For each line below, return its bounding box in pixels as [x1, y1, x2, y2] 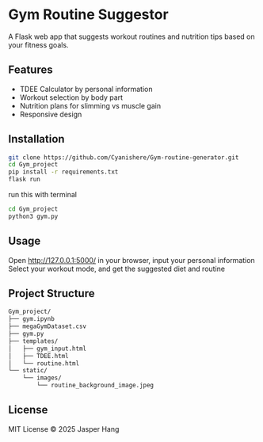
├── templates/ [8, 337, 59, 345]
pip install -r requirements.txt [8, 168, 119, 176]
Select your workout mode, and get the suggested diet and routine [8, 264, 226, 273]
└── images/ [22, 374, 62, 382]
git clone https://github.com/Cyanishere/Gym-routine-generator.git [8, 153, 239, 162]
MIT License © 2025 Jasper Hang [8, 424, 120, 433]
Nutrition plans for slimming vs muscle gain [19, 101, 161, 110]
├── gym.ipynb [8, 315, 55, 323]
